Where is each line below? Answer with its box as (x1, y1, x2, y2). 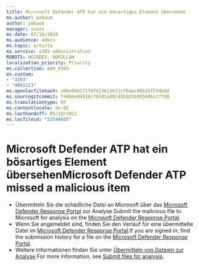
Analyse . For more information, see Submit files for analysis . (15, 253, 164, 260)
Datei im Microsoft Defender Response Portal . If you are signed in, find (15, 227, 191, 234)
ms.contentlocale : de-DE (6, 104, 69, 111)
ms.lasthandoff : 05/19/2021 (6, 111, 78, 117)
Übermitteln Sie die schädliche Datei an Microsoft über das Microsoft (15, 201, 188, 208)
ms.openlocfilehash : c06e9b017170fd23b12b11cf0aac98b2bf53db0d (6, 88, 170, 94)
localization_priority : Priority (6, 60, 91, 66)
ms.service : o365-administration (6, 49, 91, 55)
